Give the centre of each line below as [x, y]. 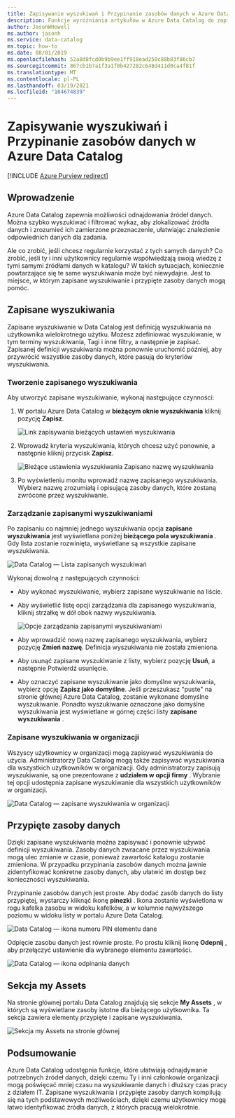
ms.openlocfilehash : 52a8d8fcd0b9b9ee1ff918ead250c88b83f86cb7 [101, 60]
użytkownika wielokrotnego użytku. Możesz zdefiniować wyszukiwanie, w [114, 334]
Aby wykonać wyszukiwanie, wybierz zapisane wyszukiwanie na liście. [120, 592]
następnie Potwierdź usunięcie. [63, 668]
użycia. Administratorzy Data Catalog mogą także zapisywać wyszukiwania [116, 760]
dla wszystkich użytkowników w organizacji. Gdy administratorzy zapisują [114, 768]
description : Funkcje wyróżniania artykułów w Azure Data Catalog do [111, 20]
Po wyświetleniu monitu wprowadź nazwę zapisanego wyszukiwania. [117, 480]
